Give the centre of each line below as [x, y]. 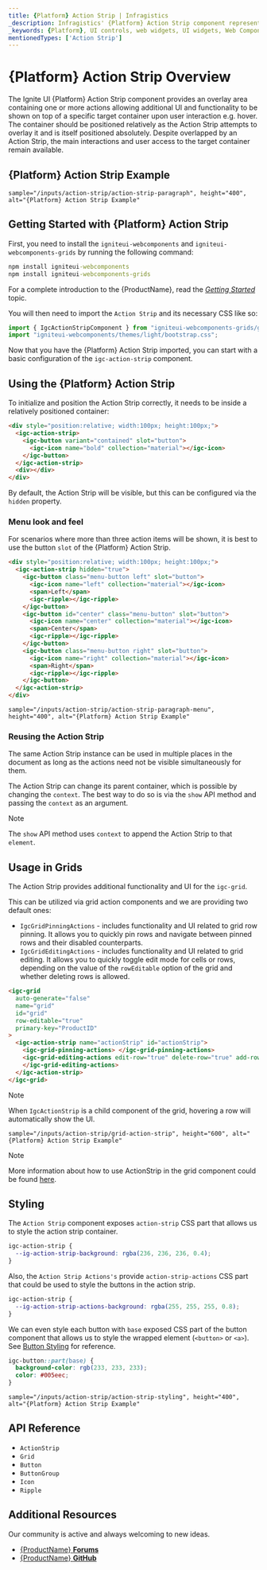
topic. [17, 297]
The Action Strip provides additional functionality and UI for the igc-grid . [128, 887]
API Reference [44, 1428]
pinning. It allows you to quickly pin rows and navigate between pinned [136, 935]
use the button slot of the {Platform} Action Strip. [89, 548]
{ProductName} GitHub [58, 1558]
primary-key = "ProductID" [56, 1028]
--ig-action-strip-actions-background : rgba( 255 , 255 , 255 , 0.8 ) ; [128, 1306]
